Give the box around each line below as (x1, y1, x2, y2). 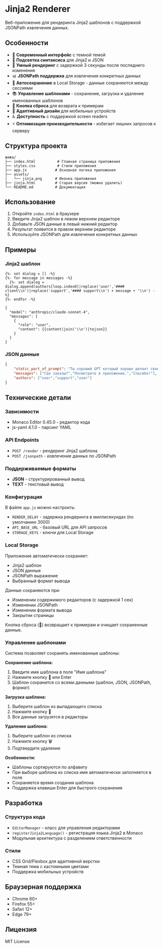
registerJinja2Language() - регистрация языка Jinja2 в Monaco (12, 830, 143, 836)
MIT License (5, 938, 30, 944)
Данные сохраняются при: (5, 587, 61, 593)
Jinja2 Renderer (5, 3, 70, 15)
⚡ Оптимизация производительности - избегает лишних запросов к (12, 120, 156, 126)
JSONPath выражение (12, 573, 58, 578)
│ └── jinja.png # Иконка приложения (5, 176, 97, 181)
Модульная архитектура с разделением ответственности (12, 835, 132, 841)
